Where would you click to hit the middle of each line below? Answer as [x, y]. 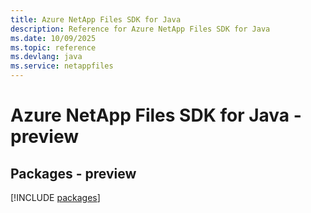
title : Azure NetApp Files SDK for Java [96, 19]
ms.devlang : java [46, 57]
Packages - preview [73, 173]
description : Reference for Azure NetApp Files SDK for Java [140, 29]
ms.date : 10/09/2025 [53, 38]
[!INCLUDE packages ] [55, 197]
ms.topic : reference [53, 47]
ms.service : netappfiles [62, 66]
